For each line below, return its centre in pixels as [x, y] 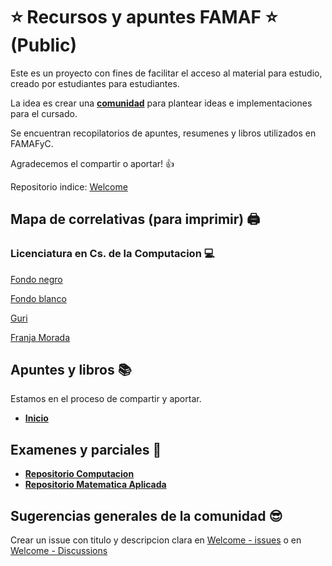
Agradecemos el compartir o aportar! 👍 [92, 163]
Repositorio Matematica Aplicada [95, 485]
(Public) [43, 45]
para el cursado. [44, 113]
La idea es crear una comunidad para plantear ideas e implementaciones [161, 103]
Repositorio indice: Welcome [69, 186]
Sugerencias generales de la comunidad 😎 [146, 515]
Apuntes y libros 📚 [71, 370]
